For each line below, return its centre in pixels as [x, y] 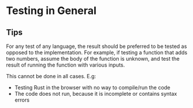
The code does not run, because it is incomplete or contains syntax [96, 94]
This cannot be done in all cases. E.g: [51, 76]
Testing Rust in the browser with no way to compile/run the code [92, 88]
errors [22, 100]
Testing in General [51, 11]
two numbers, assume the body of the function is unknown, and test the [93, 59]
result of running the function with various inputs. [66, 65]
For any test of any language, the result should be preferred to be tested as [96, 46]
